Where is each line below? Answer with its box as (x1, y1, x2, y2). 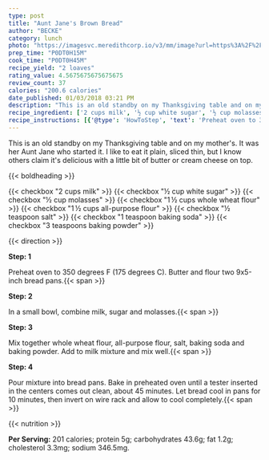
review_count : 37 (8, 79, 66, 87)
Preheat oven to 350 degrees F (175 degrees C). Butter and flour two (8, 267, 235, 277)
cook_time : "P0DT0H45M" (8, 57, 88, 65)
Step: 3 (8, 322, 34, 332)
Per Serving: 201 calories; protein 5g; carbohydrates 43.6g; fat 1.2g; (8, 434, 234, 444)
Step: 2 (8, 291, 34, 301)
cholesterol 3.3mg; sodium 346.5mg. (8, 442, 130, 452)
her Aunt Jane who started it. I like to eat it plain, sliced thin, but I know (8, 146, 242, 157)
